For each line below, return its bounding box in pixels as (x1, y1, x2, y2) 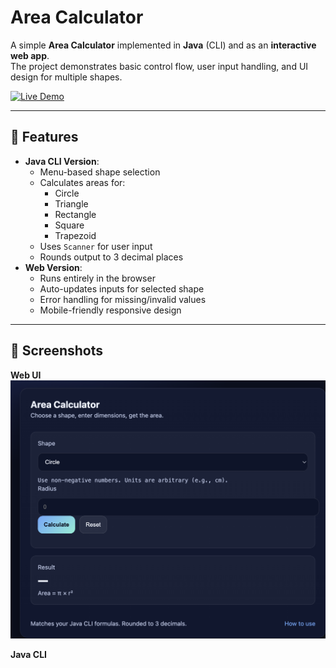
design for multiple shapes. (10, 71, 123, 83)
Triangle (54, 197, 89, 210)
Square (54, 219, 85, 231)
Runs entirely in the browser (39, 272, 156, 284)
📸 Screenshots (10, 342, 104, 360)
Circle (54, 187, 80, 199)
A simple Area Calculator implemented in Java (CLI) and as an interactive (10, 39, 317, 51)
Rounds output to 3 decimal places (39, 251, 184, 263)
